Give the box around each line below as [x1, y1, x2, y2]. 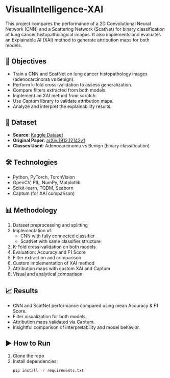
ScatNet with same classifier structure [20, 238, 101, 244]
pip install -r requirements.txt [12, 368, 84, 373]
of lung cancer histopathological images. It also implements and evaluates [5, 31, 161, 37]
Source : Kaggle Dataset [12, 131, 63, 138]
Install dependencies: [12, 358, 58, 364]
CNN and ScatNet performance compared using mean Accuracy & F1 [12, 303, 158, 308]
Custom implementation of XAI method [12, 260, 94, 266]
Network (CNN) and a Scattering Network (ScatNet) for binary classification [5, 26, 165, 32]
